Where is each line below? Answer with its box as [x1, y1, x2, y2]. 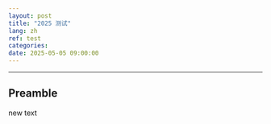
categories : [8, 42, 48, 50]
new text [8, 108, 38, 118]
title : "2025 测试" [8, 19, 72, 27]
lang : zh [8, 27, 38, 35]
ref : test [8, 34, 42, 43]
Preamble [8, 86, 58, 101]
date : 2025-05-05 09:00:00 [8, 49, 99, 57]
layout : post [8, 11, 52, 20]
